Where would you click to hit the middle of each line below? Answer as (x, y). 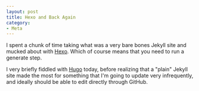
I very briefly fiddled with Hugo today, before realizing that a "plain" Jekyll (97, 70)
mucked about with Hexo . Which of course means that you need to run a (95, 52)
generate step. (24, 58)
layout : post (22, 12)
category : (18, 23)
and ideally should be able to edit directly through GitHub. (77, 82)
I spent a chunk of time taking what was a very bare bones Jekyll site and (96, 45)
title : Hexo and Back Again (41, 17)
